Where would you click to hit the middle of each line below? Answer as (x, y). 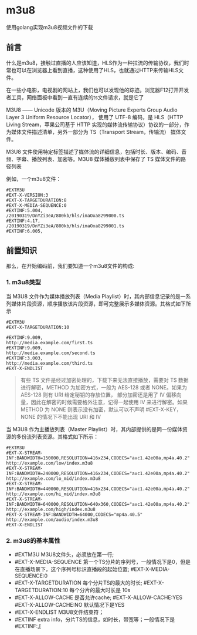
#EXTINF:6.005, (25, 231)
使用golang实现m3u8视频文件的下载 (50, 27)
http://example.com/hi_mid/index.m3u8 (53, 494)
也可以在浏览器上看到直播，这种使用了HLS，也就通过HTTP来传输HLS (95, 70)
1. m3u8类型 (23, 283)
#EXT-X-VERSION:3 (27, 195)
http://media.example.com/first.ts (50, 342)
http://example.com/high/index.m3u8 (51, 509)
